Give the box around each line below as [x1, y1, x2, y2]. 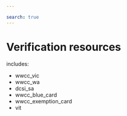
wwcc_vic [15, 72, 39, 79]
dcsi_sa [15, 85, 34, 92]
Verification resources [6, 40, 122, 54]
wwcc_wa [15, 78, 41, 85]
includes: [6, 60, 29, 67]
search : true [6, 14, 39, 20]
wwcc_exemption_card [15, 97, 73, 105]
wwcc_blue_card [15, 91, 57, 98]
